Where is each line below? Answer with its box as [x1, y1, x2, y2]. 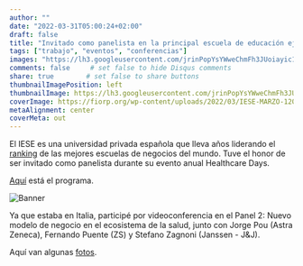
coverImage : [9, 96, 54, 106]
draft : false [9, 30, 59, 39]
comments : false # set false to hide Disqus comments [9, 64, 232, 73]
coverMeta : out [9, 114, 67, 123]
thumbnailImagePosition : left [9, 80, 124, 89]
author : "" [9, 13, 50, 23]
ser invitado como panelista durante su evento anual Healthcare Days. [9, 158, 271, 169]
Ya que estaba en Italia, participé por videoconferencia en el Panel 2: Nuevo [9, 210, 291, 221]
